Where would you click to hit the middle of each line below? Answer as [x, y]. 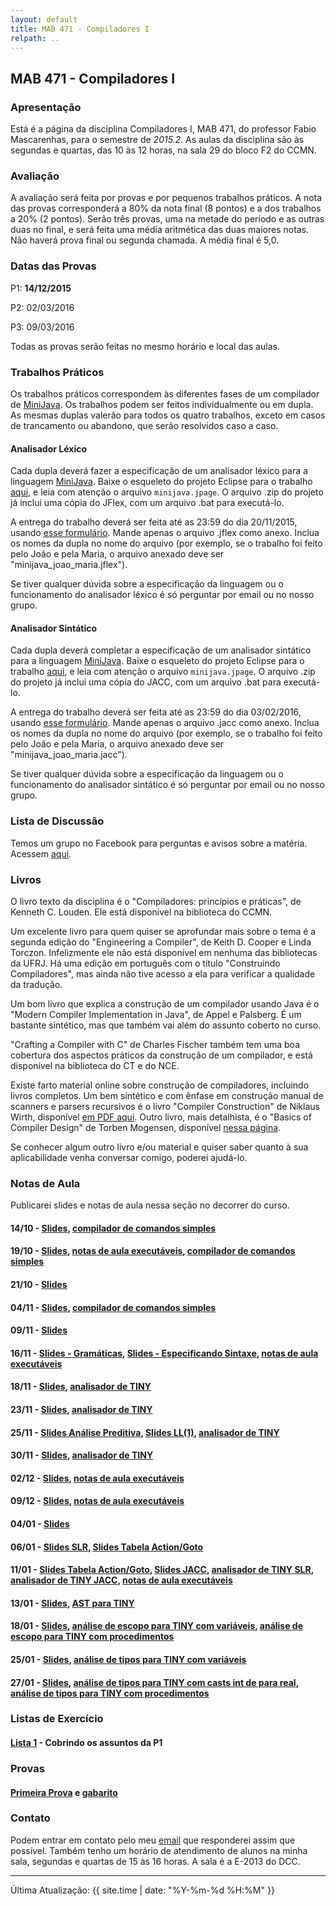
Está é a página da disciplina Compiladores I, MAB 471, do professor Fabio [163, 129]
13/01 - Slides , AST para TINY [72, 1603]
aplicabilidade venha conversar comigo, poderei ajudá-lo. [129, 1157]
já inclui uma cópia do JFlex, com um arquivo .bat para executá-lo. [147, 503]
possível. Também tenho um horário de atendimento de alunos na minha [159, 1850]
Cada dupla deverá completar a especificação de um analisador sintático [161, 650]
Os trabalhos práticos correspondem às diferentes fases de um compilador [165, 393]
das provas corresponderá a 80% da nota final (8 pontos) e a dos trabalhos [166, 208]
